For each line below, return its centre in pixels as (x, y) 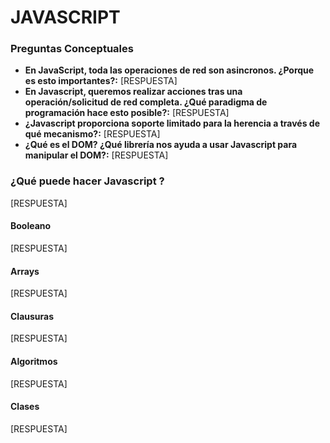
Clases (25, 407)
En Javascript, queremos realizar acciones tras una (133, 92)
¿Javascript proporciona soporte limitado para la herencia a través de (172, 123)
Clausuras (32, 316)
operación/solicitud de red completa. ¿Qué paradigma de (146, 102)
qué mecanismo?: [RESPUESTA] (92, 134)
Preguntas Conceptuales (72, 49)
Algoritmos (34, 361)
